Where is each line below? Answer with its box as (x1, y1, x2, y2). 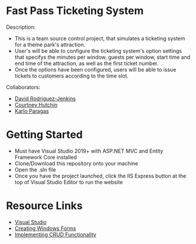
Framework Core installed (14, 154, 77, 161)
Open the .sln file (14, 166, 56, 173)
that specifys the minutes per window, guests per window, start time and (14, 53, 191, 60)
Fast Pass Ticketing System (6, 4, 144, 18)
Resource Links (6, 199, 83, 212)
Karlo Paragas (14, 107, 49, 114)
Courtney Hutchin (14, 101, 58, 108)
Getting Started (6, 128, 83, 141)
